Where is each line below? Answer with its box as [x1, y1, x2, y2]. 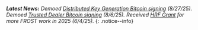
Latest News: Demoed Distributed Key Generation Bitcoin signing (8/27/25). [6, 5, 193, 12]
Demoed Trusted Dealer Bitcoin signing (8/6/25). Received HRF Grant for [6, 11, 184, 18]
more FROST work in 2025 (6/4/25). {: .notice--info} [6, 18, 134, 24]
